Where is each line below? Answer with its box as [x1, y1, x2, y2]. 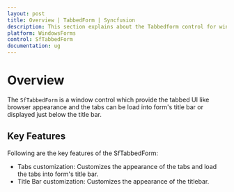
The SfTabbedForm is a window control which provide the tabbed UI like [7, 95, 210, 104]
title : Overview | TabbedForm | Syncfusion [7, 17, 136, 24]
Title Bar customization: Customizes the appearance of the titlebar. [17, 177, 210, 185]
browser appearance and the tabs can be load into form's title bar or [7, 102, 204, 111]
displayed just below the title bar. [7, 110, 102, 118]
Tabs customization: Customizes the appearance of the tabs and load [17, 162, 217, 170]
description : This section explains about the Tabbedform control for [7, 23, 217, 30]
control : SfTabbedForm [7, 36, 73, 43]
